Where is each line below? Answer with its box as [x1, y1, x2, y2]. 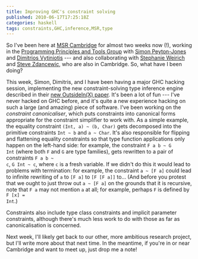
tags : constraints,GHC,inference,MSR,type [6, 25, 113, 32]
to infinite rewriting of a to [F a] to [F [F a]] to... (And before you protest [6, 173, 186, 180]
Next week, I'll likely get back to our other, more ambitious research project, [6, 233, 192, 241]
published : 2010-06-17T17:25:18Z [6, 14, 89, 20]
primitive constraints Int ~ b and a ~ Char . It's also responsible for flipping [6, 129, 190, 136]
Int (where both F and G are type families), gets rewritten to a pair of [6, 148, 174, 155]
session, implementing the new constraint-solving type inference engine [6, 85, 184, 92]
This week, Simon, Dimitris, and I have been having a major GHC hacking [6, 79, 185, 86]
